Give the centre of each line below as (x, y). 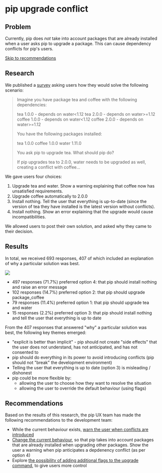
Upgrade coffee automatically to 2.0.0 (50, 196)
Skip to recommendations (31, 58)
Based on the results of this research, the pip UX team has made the (73, 415)
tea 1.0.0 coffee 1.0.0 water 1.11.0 (49, 143)
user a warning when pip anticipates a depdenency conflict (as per (79, 450)
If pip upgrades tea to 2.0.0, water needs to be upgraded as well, (81, 162)
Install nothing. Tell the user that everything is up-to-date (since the (79, 201)
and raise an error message (39, 287)
